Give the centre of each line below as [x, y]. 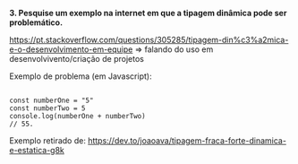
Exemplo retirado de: [48, 141]
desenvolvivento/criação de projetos [77, 59]
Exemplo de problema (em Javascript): [81, 76]
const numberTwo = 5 [48, 108]
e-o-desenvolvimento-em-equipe [71, 49]
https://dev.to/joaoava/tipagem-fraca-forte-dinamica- [187, 141]
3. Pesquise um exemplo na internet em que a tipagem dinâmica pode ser [148, 13]
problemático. [36, 22]
